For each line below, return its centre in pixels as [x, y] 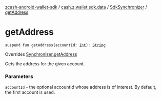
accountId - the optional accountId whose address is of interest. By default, [81, 87]
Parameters [19, 76]
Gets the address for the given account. [45, 64]
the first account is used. [30, 92]
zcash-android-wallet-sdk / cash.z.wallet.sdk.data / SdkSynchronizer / [76, 7]
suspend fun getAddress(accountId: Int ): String [55, 45]
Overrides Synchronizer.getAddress [41, 54]
